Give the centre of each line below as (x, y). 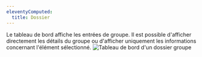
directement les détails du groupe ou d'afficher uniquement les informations (101, 41)
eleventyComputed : (29, 12)
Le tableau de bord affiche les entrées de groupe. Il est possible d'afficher (99, 34)
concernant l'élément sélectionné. (49, 47)
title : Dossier (31, 17)
